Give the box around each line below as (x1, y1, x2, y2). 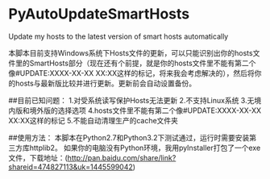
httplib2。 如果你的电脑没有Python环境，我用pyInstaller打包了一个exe (29, 143, 261, 152)
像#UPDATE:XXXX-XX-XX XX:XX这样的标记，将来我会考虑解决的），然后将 (8, 68, 255, 77)
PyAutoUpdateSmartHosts (8, 5, 190, 23)
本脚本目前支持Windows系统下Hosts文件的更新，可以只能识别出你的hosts (8, 48, 253, 57)
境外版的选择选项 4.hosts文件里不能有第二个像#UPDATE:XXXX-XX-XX (29, 106, 262, 115)
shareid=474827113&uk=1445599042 (8, 162, 133, 172)
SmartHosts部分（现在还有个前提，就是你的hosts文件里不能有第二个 (29, 58, 256, 68)
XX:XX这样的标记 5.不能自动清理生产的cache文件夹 (8, 115, 179, 125)
